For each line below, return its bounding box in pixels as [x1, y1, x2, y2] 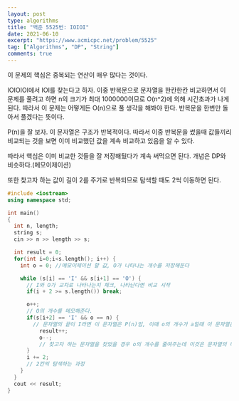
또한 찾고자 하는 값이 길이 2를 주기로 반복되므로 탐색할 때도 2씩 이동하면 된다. [7, 175, 222, 184]
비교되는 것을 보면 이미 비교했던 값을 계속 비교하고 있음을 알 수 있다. [7, 136, 195, 145]
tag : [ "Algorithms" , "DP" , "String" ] [7, 43, 119, 51]
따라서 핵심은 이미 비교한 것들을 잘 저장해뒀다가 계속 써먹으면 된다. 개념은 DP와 [7, 151, 226, 160]
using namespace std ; [7, 197, 72, 204]
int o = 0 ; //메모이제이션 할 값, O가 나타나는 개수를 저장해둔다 [20, 261, 190, 269]
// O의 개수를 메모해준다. [26, 308, 93, 315]
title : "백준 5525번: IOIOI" [7, 24, 90, 31]
